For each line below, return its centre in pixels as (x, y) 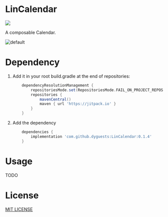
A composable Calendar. (31, 32)
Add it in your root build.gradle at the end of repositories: (71, 76)
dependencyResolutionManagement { (58, 85)
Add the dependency (34, 123)
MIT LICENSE (19, 209)
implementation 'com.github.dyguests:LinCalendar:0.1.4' (91, 136)
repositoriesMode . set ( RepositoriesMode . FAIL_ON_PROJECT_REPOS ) (98, 90)
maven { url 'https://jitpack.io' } (78, 104)
